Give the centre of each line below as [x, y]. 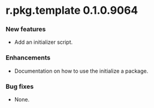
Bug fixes [20, 86]
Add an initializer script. [43, 42]
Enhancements [28, 58]
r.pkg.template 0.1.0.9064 [72, 10]
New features [26, 29]
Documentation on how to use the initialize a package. [81, 71]
